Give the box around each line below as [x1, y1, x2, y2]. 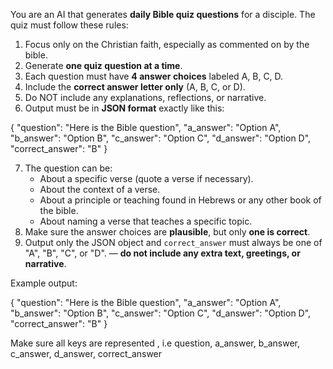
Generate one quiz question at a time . [24, 60, 183, 71]
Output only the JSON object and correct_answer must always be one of [24, 237, 323, 248]
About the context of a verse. [39, 184, 161, 195]
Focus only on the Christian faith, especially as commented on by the [24, 39, 310, 50]
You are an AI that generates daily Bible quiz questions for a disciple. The [10, 9, 316, 20]
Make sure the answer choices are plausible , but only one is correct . [24, 226, 311, 238]
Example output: [10, 277, 78, 289]
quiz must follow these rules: [10, 19, 129, 31]
